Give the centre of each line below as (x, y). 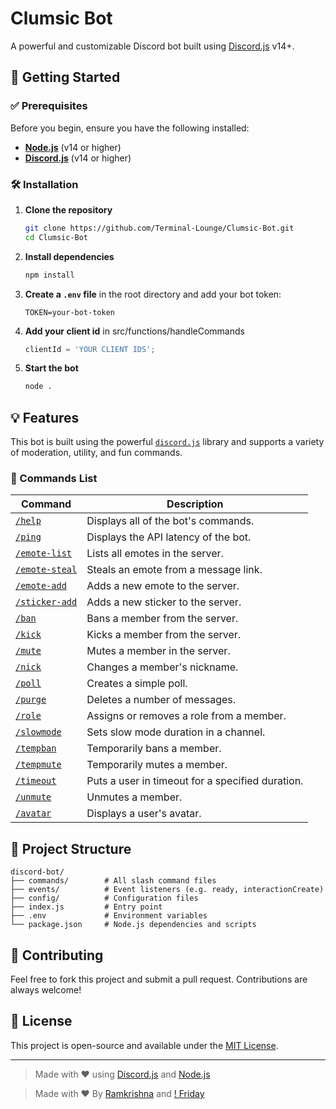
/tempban (36, 748)
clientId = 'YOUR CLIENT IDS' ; (90, 349)
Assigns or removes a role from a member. (186, 716)
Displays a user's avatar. (144, 814)
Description (195, 504)
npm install (49, 275)
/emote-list (44, 553)
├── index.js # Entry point (86, 907)
